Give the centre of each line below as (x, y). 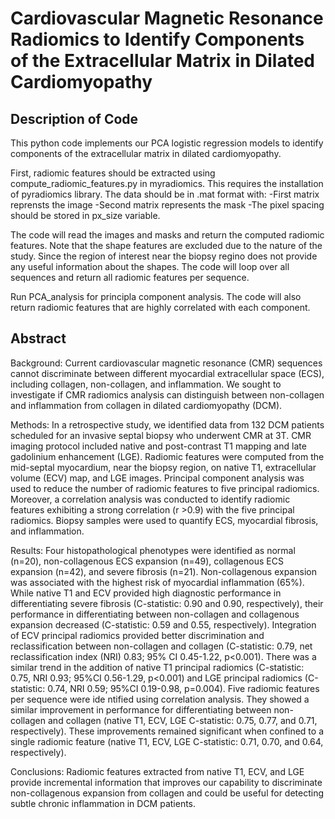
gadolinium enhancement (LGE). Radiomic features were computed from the (167, 456)
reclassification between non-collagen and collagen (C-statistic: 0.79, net (161, 646)
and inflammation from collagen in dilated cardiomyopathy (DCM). (146, 405)
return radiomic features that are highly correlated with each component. (160, 307)
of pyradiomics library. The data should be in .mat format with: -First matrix (165, 194)
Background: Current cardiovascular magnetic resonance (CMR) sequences (166, 363)
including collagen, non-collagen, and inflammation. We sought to (146, 384)
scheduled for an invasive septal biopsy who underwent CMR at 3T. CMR (161, 435)
